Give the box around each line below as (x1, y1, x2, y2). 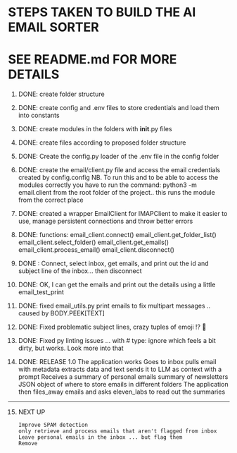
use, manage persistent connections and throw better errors (18, 217, 193, 226)
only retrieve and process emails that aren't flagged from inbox (18, 428, 217, 435)
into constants (18, 111, 60, 120)
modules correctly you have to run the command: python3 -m (18, 181, 198, 189)
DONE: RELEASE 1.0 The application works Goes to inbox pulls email (18, 358, 217, 366)
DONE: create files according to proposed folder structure (18, 138, 186, 147)
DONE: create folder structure (18, 90, 105, 99)
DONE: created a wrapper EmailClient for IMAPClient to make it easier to (18, 210, 228, 218)
